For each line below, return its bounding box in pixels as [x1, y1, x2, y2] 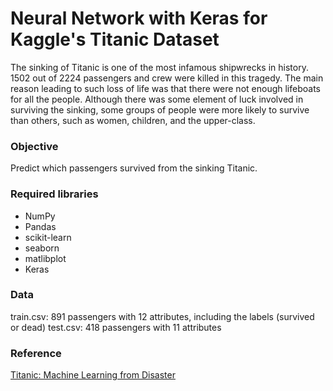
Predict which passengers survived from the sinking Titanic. [10, 162, 258, 174]
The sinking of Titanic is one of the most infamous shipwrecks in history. [10, 61, 309, 73]
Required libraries [10, 187, 99, 201]
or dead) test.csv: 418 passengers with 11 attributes [10, 321, 222, 333]
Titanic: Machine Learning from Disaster [10, 369, 176, 381]
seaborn [24, 242, 60, 254]
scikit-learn [24, 231, 72, 243]
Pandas [24, 220, 57, 232]
